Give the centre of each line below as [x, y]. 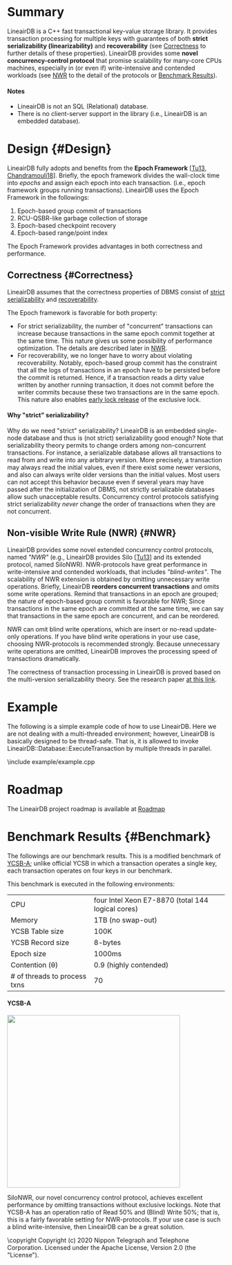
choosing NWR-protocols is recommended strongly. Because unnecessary [114, 644]
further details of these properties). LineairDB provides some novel [103, 53]
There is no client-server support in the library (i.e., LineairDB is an [112, 114]
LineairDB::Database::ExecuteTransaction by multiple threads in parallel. [109, 748]
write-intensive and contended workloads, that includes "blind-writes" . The [115, 571]
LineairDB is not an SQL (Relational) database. [83, 106]
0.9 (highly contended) [131, 964]
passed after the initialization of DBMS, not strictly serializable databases [111, 489]
